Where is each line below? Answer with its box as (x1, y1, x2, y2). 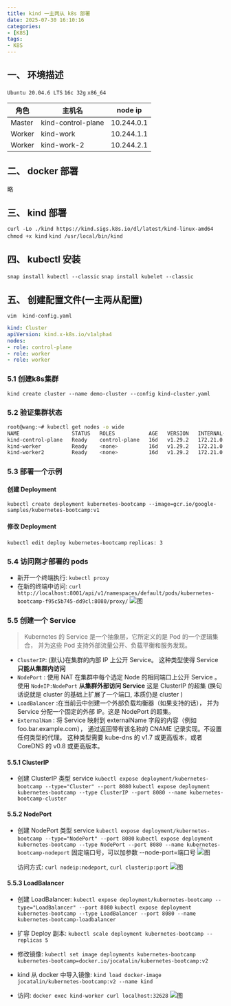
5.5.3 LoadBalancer (7, 879, 64, 887)
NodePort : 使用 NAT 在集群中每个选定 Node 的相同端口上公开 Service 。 (16, 673, 221, 681)
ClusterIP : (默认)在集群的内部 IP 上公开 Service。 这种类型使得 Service (16, 656, 219, 664)
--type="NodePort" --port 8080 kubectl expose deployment (45, 835, 213, 842)
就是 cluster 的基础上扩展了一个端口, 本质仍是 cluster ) (29, 690, 184, 699)
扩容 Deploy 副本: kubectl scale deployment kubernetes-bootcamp (16, 929, 204, 937)
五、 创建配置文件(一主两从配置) (7, 294, 143, 305)
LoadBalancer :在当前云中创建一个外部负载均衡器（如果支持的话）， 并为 (16, 699, 219, 707)
